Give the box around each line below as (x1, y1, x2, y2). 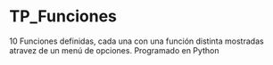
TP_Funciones (9, 6, 118, 27)
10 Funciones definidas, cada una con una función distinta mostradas (9, 36, 265, 46)
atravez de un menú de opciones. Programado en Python (9, 45, 219, 55)
